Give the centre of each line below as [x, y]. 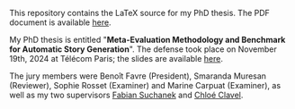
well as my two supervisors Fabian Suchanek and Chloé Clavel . [126, 95]
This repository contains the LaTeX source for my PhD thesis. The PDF [139, 13]
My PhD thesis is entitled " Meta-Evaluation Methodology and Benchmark [147, 40]
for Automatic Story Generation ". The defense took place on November [143, 49]
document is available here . [60, 22]
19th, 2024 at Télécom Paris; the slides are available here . [116, 59]
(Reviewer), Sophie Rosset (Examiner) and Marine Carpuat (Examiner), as [145, 85]
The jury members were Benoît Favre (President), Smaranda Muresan [138, 76]
